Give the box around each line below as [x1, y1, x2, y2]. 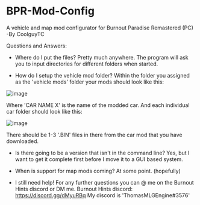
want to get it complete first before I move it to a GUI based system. [14, 155, 183, 163]
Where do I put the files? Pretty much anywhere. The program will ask [14, 54, 189, 61]
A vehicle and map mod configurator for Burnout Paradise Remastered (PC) [6, 24, 194, 31]
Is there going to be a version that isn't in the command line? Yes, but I [14, 149, 190, 156]
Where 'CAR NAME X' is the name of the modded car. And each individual [6, 101, 190, 109]
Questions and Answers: [6, 42, 67, 49]
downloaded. [6, 137, 39, 145]
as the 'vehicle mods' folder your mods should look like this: [14, 78, 164, 85]
